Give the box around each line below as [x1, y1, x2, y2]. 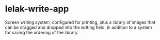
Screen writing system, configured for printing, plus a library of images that [5, 19, 156, 25]
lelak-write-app [5, 3, 69, 14]
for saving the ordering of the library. [5, 29, 79, 35]
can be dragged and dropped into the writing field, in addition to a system [5, 24, 152, 30]
